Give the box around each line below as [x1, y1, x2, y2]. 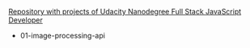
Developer [8, 15, 43, 25]
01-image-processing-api [19, 31, 105, 40]
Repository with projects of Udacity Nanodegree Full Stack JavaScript [8, 7, 242, 16]
